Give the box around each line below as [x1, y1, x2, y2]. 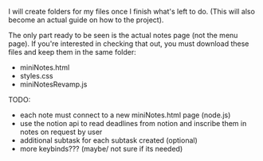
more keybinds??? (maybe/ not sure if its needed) [19, 144, 183, 153]
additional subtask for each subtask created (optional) [19, 136, 198, 145]
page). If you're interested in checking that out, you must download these [8, 39, 249, 48]
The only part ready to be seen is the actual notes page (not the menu [8, 31, 238, 40]
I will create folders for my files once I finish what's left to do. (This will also [8, 7, 255, 16]
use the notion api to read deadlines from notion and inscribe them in [19, 119, 247, 128]
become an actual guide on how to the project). [8, 15, 164, 25]
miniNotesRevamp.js [19, 79, 88, 89]
